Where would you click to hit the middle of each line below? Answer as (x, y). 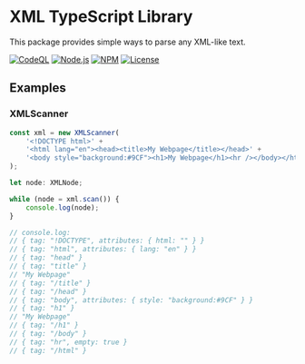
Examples (38, 88)
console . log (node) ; (63, 207)
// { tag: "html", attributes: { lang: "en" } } (103, 250)
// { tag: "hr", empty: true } (69, 342)
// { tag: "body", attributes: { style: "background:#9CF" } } (132, 300)
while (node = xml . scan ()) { (64, 199)
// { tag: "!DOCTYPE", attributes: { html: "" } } (107, 241)
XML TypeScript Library (101, 17)
